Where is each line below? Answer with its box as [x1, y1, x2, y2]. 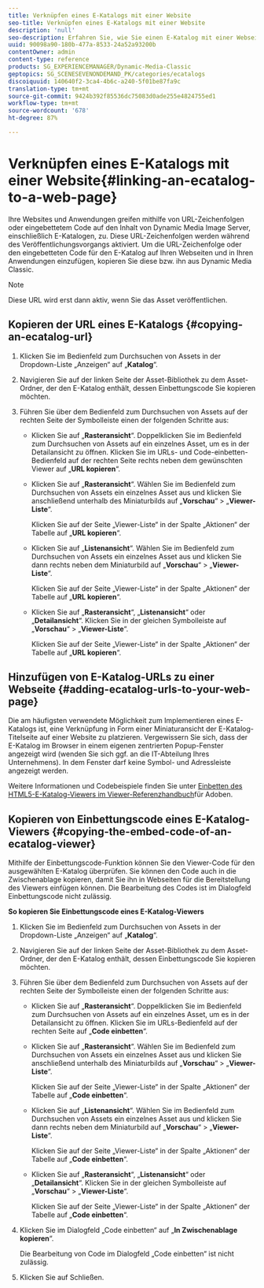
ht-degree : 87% [8, 114, 58, 122]
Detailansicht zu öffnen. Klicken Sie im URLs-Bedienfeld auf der [31, 1018, 238, 1028]
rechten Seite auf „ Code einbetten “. [31, 1026, 148, 1036]
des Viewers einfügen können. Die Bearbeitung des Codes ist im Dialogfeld [8, 883, 251, 893]
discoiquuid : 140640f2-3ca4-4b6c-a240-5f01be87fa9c [8, 77, 181, 85]
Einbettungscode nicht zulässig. [8, 892, 112, 901]
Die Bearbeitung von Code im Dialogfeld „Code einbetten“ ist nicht [19, 1249, 234, 1259]
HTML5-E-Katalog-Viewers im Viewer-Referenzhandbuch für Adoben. [8, 789, 233, 800]
